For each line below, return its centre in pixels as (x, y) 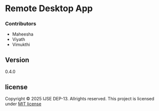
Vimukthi (21, 45)
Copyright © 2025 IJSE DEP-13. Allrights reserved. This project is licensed (80, 99)
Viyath (19, 39)
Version (17, 60)
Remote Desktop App (49, 9)
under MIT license (23, 104)
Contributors (21, 24)
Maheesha (23, 34)
